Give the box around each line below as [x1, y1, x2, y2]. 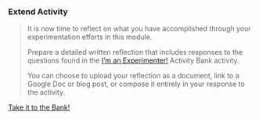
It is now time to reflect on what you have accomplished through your [27, 24, 252, 34]
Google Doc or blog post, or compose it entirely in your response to [27, 79, 245, 88]
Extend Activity [8, 6, 68, 17]
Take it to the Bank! [8, 103, 70, 112]
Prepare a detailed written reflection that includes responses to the [27, 48, 243, 57]
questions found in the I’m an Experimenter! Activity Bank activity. [27, 56, 240, 65]
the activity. [27, 88, 65, 97]
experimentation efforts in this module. [27, 32, 153, 41]
